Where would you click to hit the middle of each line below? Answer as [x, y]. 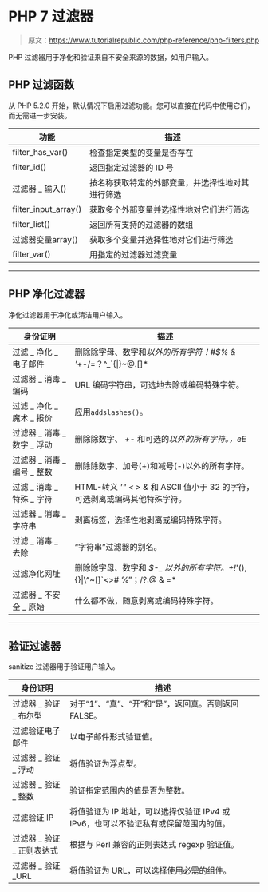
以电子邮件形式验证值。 [113, 737]
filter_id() [30, 167]
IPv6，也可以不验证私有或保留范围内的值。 [150, 824]
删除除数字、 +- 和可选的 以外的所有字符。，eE [161, 439]
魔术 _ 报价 [32, 418]
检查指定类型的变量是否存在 [141, 153]
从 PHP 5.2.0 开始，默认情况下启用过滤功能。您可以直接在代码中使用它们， [132, 106]
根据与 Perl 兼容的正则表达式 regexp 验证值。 [154, 845]
